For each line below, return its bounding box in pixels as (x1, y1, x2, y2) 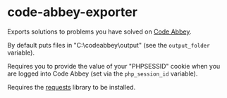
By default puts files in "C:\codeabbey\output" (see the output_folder (7, 41, 210, 49)
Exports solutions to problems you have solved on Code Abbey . (7, 27, 192, 36)
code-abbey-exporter (7, 4, 137, 20)
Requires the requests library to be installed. (7, 83, 136, 91)
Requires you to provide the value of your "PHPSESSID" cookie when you (7, 62, 221, 70)
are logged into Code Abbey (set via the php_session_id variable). (7, 69, 198, 78)
